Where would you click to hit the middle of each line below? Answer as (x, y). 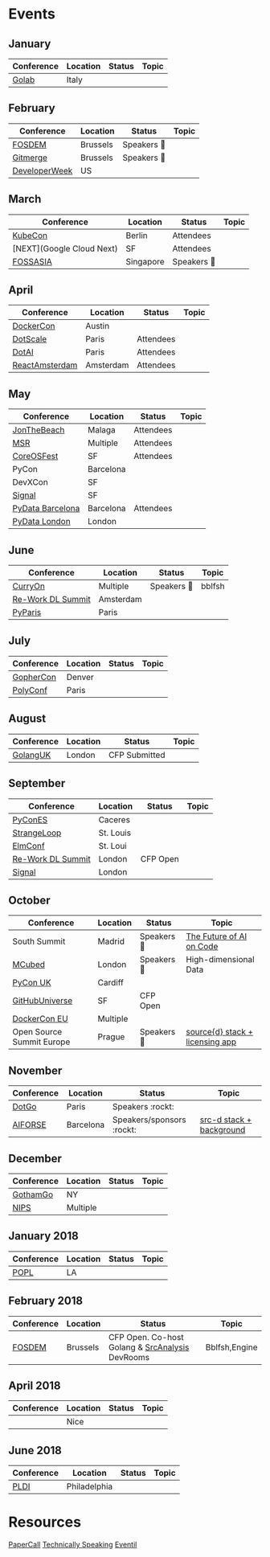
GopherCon (34, 677)
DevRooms (129, 1357)
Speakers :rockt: (143, 1107)
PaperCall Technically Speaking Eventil (73, 1545)
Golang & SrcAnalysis (149, 1347)
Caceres (115, 819)
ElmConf (29, 846)
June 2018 (35, 1450)
